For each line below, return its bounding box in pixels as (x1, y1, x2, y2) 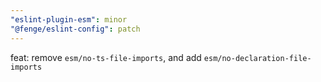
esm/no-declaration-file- (203, 53, 312, 63)
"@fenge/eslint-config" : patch (10, 24, 141, 34)
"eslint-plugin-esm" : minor (10, 14, 128, 25)
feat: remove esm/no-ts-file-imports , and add (10, 51, 202, 63)
